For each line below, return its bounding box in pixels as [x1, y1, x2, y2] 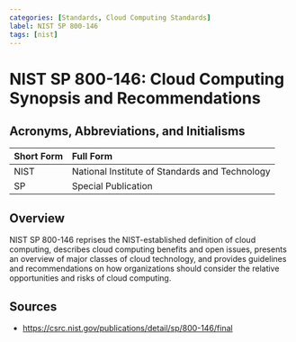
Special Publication [71, 180, 153, 193]
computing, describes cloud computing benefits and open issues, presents [9, 244, 288, 255]
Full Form [71, 150, 112, 163]
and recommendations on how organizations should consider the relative [9, 263, 280, 274]
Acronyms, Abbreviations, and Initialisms [9, 123, 246, 139]
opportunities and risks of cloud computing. [9, 273, 172, 283]
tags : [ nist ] [9, 30, 58, 39]
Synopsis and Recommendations [9, 87, 261, 108]
